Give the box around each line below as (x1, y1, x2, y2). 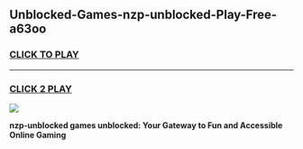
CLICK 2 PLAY (9, 82, 72, 95)
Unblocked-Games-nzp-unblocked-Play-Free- (9, 7, 278, 23)
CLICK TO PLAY (9, 49, 79, 61)
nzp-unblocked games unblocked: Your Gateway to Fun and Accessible (9, 119, 283, 130)
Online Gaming (9, 129, 67, 140)
